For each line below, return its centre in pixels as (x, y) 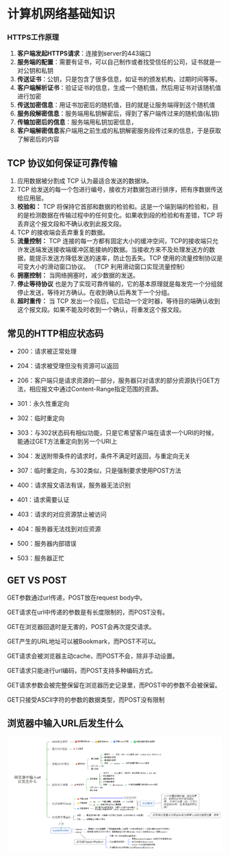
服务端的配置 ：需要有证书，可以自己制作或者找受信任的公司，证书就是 (116, 62)
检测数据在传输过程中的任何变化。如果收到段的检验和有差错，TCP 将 (126, 215)
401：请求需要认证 (43, 500)
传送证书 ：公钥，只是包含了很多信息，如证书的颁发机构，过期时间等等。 (119, 79)
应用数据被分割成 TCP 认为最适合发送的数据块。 (85, 181)
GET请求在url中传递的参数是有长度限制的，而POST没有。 (88, 612)
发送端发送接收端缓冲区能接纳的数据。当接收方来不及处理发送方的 (116, 250)
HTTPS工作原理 (33, 37)
